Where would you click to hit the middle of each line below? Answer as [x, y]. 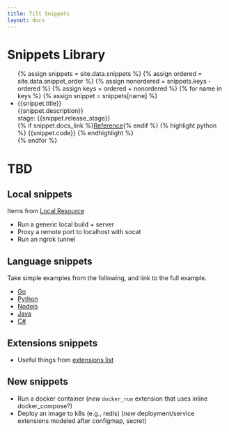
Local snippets [40, 195]
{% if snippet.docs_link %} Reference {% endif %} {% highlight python [117, 125]
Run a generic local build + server [66, 224]
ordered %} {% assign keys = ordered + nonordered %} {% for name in [120, 88]
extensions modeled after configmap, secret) [82, 421]
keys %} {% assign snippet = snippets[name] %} [87, 96]
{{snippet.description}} [50, 111]
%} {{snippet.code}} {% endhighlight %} [76, 133]
